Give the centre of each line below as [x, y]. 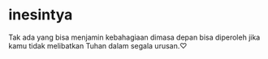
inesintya [41, 15]
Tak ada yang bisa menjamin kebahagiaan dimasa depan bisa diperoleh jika [134, 37]
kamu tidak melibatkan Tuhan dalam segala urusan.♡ [98, 45]
